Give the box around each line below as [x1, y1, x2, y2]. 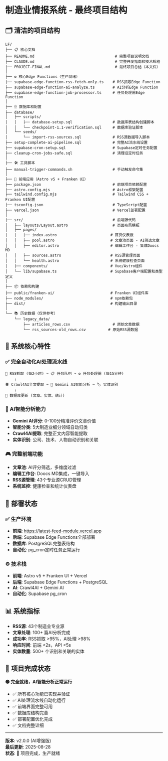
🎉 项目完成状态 [5, 664, 51, 673]
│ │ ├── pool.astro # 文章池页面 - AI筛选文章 [5, 238, 160, 243]
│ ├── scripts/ [5, 114, 41, 119]
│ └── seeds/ [5, 129, 37, 134]
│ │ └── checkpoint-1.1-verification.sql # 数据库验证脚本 [5, 125, 143, 130]
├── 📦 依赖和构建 [5, 284, 39, 289]
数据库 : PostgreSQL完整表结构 [12, 540, 75, 546]
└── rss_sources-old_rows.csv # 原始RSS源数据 [23, 327, 138, 332]
